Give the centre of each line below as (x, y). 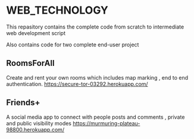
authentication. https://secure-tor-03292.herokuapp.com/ (77, 84)
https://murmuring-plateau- (106, 123)
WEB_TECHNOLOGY (57, 10)
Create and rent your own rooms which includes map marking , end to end (97, 77)
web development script (36, 33)
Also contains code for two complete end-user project (73, 45)
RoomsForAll (30, 63)
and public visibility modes (39, 123)
